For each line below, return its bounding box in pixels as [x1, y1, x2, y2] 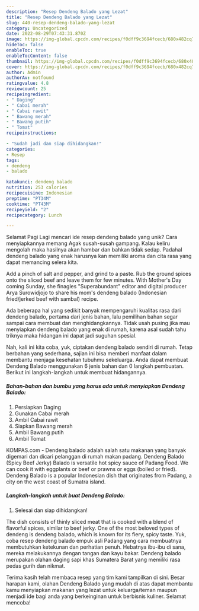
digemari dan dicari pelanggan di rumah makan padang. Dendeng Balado [6, 453, 185, 460]
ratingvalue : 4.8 [6, 81, 49, 87]
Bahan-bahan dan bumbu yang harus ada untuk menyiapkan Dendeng [6, 382, 185, 389]
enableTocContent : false [6, 53, 68, 59]
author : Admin [6, 69, 41, 75]
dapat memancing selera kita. [6, 259, 79, 266]
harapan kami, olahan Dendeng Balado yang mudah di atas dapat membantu [6, 580, 193, 587]
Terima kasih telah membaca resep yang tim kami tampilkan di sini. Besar [6, 574, 185, 581]
